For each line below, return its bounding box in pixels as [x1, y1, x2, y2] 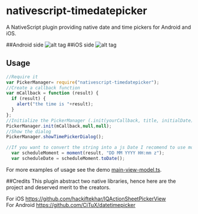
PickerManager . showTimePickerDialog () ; [6, 134, 104, 140]
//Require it [6, 73, 38, 80]
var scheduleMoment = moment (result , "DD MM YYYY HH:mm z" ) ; [11, 150, 165, 156]
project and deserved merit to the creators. [6, 183, 111, 190]
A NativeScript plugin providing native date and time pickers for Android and [6, 24, 192, 31]
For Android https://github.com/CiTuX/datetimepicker [6, 201, 136, 208]
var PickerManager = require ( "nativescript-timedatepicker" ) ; [6, 79, 160, 85]
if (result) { [11, 96, 46, 102]
